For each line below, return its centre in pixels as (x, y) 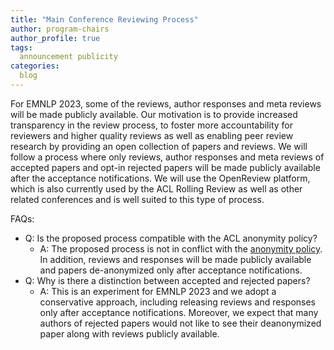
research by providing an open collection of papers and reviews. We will (159, 146)
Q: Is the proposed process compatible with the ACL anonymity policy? (171, 238)
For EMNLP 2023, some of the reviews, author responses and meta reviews (166, 103)
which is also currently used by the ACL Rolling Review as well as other (156, 188)
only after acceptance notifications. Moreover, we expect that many (179, 312)
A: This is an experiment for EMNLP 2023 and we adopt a (158, 291)
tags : (21, 47)
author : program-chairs (60, 29)
